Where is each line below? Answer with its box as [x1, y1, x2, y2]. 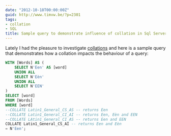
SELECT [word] [5, 93, 36, 98]
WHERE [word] [5, 103, 33, 108]
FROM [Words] [5, 98, 33, 103]
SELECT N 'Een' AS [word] [14, 64, 67, 70]
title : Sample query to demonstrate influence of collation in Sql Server [5, 31, 167, 36]
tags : [5, 17, 17, 22]
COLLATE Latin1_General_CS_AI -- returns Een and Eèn [5, 121, 122, 127]
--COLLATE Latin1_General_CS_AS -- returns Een [5, 107, 108, 112]
